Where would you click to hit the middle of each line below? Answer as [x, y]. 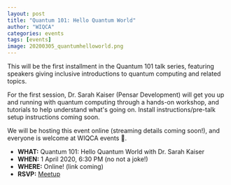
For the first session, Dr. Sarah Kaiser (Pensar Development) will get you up [116, 95]
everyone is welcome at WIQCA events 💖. [67, 138]
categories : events [36, 33]
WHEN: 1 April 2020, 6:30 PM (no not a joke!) [83, 159]
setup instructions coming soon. [54, 117]
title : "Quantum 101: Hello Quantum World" [72, 20]
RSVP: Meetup [39, 174]
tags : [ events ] [29, 40]
